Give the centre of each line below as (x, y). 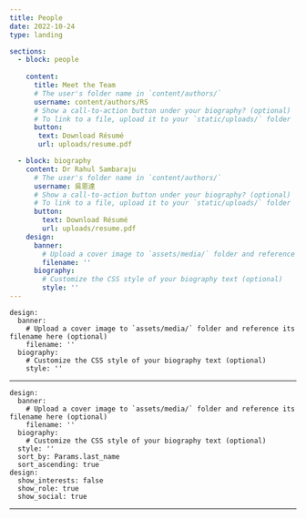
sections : (28, 51)
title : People (36, 18)
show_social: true (53, 496)
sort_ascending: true (59, 464)
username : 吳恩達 (64, 186)
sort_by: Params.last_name (69, 456)
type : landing (36, 35)
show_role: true (48, 488)
